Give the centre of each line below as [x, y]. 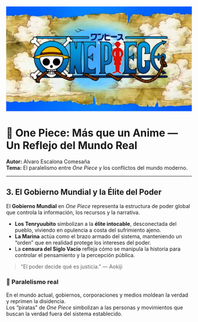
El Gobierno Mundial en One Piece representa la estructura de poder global [98, 206]
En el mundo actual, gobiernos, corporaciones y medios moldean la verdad [97, 295]
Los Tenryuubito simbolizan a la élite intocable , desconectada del [95, 224]
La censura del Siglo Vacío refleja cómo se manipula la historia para [98, 249]
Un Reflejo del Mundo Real [72, 145]
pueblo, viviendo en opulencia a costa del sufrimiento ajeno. [88, 230]
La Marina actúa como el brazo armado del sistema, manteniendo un [98, 236]
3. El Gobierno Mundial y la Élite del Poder [84, 192]
